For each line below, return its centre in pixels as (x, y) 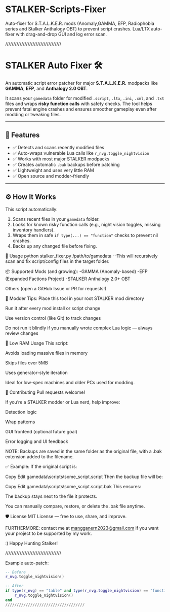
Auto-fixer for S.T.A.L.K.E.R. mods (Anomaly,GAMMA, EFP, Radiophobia (80, 23)
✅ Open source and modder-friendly (51, 176)
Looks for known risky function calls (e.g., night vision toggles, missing (87, 224)
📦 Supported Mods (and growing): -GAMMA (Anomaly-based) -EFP (76, 271)
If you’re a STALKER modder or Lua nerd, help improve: (63, 402)
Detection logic (21, 412)
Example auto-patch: (27, 563)
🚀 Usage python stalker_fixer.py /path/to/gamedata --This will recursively (81, 256)
